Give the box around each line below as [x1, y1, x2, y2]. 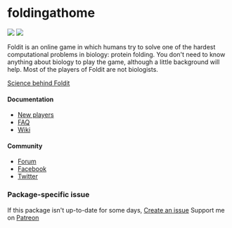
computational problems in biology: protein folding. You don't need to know [7, 50, 226, 58]
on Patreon [7, 213, 39, 222]
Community [7, 141, 43, 150]
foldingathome [7, 5, 96, 21]
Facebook [17, 165, 47, 173]
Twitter [17, 172, 39, 181]
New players [17, 110, 54, 119]
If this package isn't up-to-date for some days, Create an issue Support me [7, 205, 225, 214]
